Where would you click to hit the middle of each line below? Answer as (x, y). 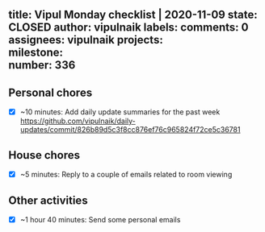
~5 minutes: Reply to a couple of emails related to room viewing (126, 175)
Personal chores (50, 92)
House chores (44, 155)
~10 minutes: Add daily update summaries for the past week (120, 112)
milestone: (36, 53)
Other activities (48, 200)
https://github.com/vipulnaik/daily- (78, 121)
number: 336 (42, 65)
